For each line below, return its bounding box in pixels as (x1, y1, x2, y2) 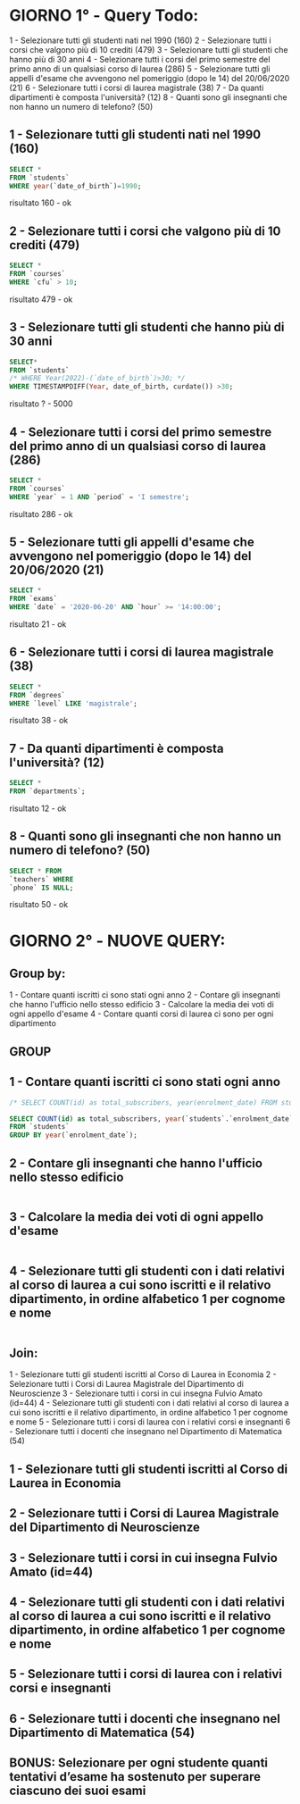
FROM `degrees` (9, 690, 66, 699)
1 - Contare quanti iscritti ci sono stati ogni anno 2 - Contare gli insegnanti (9, 990, 281, 1000)
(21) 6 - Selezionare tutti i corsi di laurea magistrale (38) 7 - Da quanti (9, 82, 264, 93)
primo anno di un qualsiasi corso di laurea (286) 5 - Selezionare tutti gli (9, 63, 271, 74)
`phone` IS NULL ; (9, 883, 74, 892)
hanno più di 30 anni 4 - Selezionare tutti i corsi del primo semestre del (9, 54, 271, 64)
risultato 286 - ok (9, 508, 73, 519)
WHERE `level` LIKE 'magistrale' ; (9, 698, 138, 708)
